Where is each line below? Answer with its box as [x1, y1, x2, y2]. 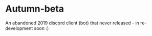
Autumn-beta [5, 3, 64, 15]
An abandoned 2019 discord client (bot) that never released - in [5, 20, 140, 26]
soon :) [34, 25, 49, 31]
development [5, 25, 33, 31]
